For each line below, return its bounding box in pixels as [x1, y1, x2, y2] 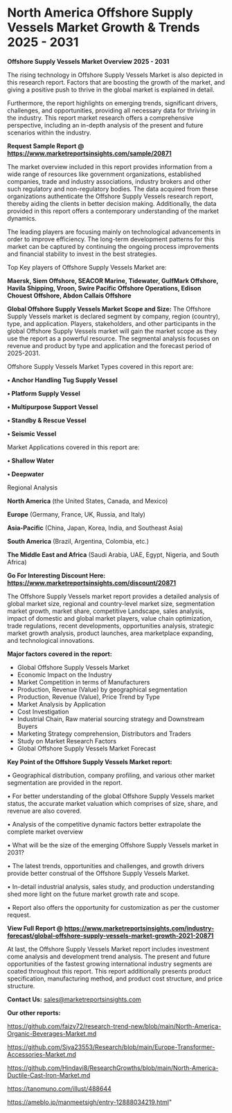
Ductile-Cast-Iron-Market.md [7, 1071, 91, 1079]
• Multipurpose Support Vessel [7, 402, 98, 411]
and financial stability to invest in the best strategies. [7, 250, 157, 258]
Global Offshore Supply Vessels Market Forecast [17, 744, 157, 752]
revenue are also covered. [7, 806, 82, 815]
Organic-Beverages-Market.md [7, 1029, 97, 1037]
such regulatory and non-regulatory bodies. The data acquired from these [7, 184, 218, 193]
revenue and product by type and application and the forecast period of [7, 341, 212, 350]
